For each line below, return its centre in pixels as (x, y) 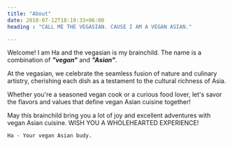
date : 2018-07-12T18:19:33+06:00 (56, 20)
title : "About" (29, 14)
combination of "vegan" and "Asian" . (62, 60)
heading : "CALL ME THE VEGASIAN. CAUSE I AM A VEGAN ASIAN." (100, 27)
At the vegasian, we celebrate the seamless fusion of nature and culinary (112, 73)
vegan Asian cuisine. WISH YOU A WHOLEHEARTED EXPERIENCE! (103, 123)
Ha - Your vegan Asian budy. (50, 136)
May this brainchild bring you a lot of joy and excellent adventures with (109, 115)
